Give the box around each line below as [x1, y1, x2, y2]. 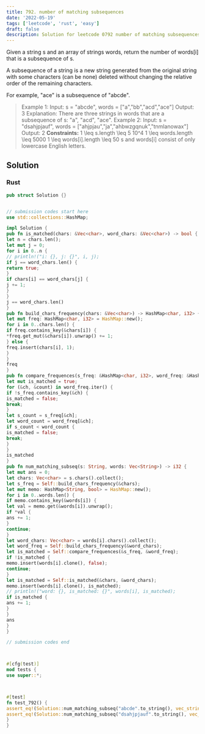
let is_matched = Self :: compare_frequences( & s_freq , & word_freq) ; [6, 549, 179, 555]
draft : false [6, 26, 40, 32]
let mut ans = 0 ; [6, 470, 51, 476]
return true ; [6, 265, 40, 271]
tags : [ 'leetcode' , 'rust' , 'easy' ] [6, 20, 99, 26]
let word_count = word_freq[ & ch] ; [6, 418, 95, 424]
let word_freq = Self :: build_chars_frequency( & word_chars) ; [6, 543, 163, 550]
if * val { [6, 509, 32, 515]
